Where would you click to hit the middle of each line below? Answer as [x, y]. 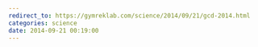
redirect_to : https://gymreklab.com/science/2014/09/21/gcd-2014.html [129, 16]
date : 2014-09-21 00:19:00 [54, 30]
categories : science [43, 23]
